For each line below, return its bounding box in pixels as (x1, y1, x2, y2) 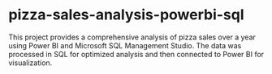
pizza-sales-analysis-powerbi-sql (8, 6, 245, 24)
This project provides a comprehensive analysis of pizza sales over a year (8, 32, 256, 42)
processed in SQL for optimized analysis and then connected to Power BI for (8, 49, 265, 59)
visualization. (8, 58, 53, 68)
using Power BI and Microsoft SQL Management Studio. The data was (8, 40, 242, 50)
